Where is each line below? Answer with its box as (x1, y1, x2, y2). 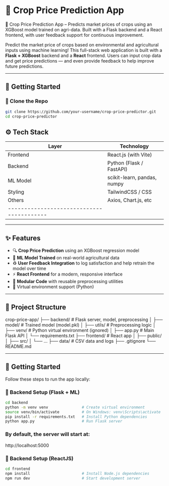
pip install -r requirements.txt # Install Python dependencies (5, 414, 147, 419)
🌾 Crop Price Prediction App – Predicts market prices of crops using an (5, 21, 152, 27)
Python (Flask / (107, 159, 143, 167)
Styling (8, 189, 24, 196)
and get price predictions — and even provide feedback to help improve (5, 58, 154, 64)
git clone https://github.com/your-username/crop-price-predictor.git (5, 109, 156, 114)
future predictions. (5, 63, 44, 69)
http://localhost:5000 (5, 442, 49, 448)
